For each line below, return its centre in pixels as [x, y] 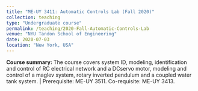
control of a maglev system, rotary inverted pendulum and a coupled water [99, 75]
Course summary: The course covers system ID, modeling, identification [97, 62]
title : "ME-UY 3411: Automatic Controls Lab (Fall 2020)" [80, 12]
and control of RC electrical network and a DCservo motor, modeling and [96, 68]
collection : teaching [33, 17]
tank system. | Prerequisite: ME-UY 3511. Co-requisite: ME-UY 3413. [91, 81]
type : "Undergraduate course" [44, 23]
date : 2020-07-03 [28, 40]
